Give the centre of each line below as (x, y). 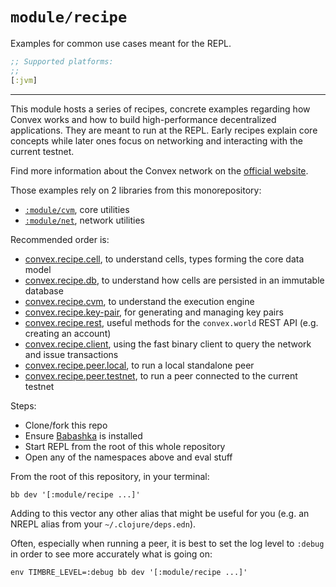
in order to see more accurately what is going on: (111, 554)
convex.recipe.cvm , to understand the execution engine (139, 301)
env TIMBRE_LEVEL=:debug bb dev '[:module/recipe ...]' (129, 572)
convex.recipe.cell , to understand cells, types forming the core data (164, 259)
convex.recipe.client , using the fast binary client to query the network (168, 344)
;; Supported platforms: (62, 61)
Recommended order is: (60, 239)
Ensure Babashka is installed (83, 435)
